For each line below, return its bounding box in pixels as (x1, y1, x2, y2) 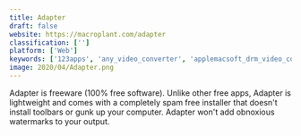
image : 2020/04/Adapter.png (9, 64, 115, 72)
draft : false (9, 21, 58, 30)
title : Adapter (9, 13, 66, 22)
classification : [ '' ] (9, 38, 90, 47)
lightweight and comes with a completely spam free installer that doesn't (9, 97, 278, 107)
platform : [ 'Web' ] (9, 47, 78, 55)
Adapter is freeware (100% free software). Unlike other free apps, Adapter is (9, 87, 291, 98)
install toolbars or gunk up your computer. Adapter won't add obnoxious (9, 106, 275, 117)
